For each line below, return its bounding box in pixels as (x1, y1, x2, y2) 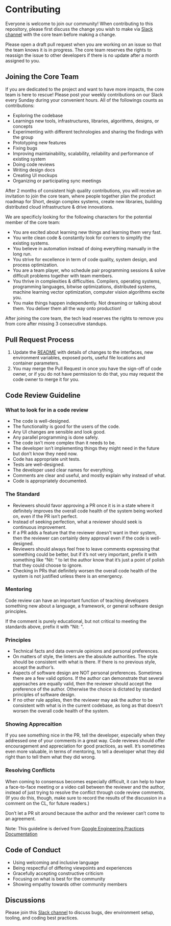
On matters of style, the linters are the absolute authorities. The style (12, 654, 158, 660)
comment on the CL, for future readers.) (5, 800, 90, 806)
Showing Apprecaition (5, 721, 62, 728)
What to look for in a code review (5, 406, 88, 413)
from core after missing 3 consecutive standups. (5, 320, 108, 327)
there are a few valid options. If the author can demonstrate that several (12, 675, 164, 681)
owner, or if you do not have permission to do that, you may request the (12, 371, 163, 377)
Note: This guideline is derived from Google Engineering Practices (5, 825, 144, 831)
